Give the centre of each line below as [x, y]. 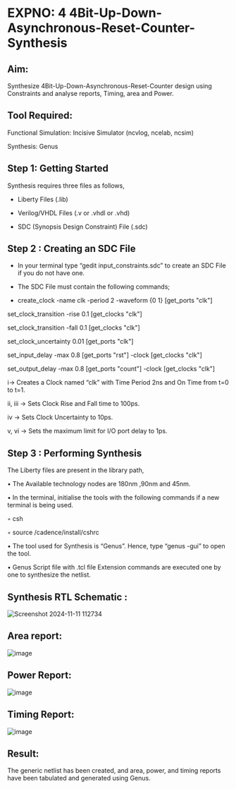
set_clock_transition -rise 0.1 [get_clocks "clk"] [75, 314]
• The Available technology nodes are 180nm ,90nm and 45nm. [99, 484]
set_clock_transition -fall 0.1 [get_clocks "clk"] [74, 328]
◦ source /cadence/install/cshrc [54, 532]
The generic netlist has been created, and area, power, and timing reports [114, 771]
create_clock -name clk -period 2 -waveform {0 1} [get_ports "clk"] [115, 301]
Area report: [35, 636]
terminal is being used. [41, 505]
